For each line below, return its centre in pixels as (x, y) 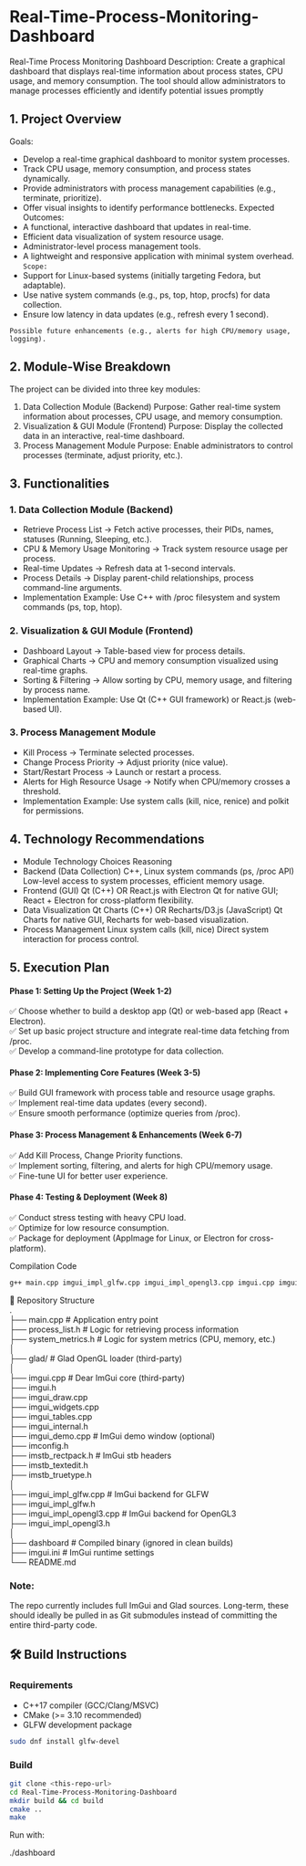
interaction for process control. (81, 938)
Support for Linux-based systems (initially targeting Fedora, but (142, 275)
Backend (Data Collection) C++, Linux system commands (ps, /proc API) (158, 871)
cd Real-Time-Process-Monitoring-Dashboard (93, 1792)
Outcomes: (43, 217)
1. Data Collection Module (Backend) (92, 509)
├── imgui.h (33, 1387)
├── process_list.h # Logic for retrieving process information (124, 1329)
